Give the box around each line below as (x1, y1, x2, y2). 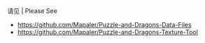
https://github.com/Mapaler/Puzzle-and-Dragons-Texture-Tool (17, 28, 198, 36)
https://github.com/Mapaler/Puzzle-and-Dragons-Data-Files (17, 21, 192, 28)
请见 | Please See (7, 7, 57, 15)
